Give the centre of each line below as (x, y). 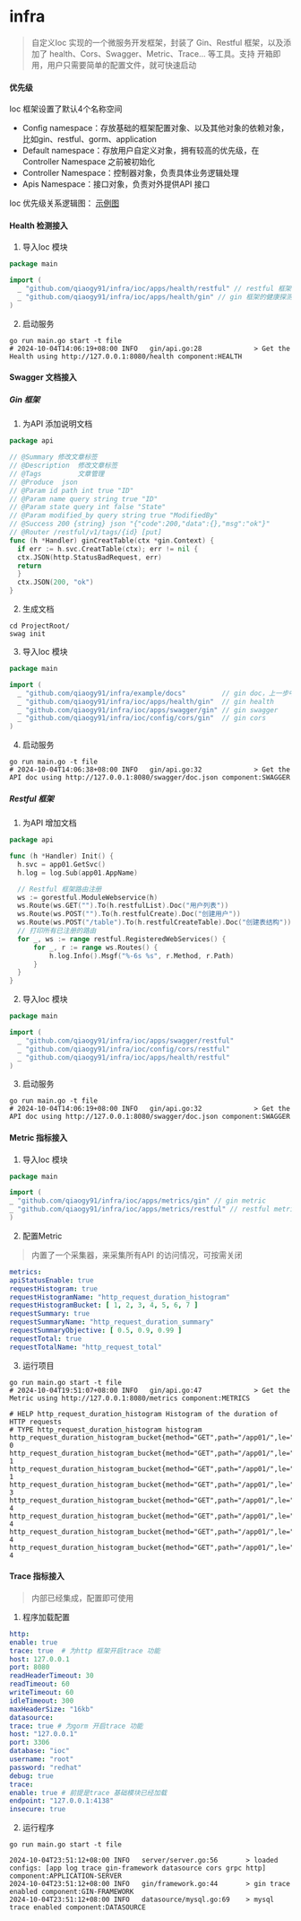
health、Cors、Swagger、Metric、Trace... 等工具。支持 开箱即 (165, 53)
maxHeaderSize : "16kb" (52, 1709)
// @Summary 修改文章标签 (54, 457)
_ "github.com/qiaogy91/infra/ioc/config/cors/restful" (124, 1049)
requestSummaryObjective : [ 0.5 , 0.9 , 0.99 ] (95, 1331)
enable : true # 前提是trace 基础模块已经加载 (88, 1793)
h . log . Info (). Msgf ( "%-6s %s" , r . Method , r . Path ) (142, 956)
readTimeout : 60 (39, 1684)
